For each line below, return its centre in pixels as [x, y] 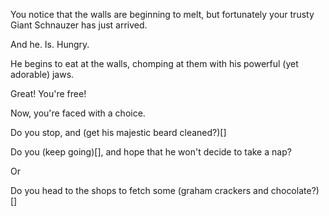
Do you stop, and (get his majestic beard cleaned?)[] [118, 132]
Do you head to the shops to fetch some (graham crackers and [139, 190]
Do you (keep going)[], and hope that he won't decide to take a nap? [151, 152]
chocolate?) [295, 190]
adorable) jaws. [42, 74]
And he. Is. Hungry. [50, 44]
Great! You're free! [48, 93]
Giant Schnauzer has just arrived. [79, 25]
